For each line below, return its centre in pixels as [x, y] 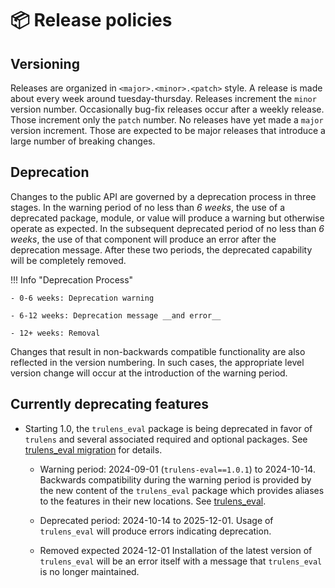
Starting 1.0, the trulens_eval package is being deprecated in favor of [168, 428]
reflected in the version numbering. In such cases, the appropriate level [157, 362]
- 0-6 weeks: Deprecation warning [82, 298]
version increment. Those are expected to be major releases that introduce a [168, 130]
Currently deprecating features [110, 404]
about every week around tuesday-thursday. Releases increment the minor [163, 98]
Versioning [45, 63]
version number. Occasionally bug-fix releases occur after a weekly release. [167, 109]
